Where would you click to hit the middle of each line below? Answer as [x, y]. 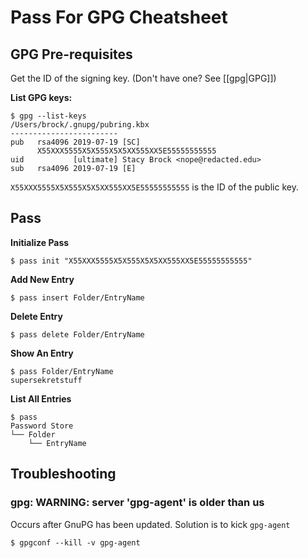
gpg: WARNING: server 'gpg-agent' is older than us [137, 503]
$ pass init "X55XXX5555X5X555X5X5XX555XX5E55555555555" [131, 261]
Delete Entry [36, 316]
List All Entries [41, 398]
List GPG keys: [41, 97]
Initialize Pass [40, 242]
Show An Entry [42, 353]
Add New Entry [42, 279]
